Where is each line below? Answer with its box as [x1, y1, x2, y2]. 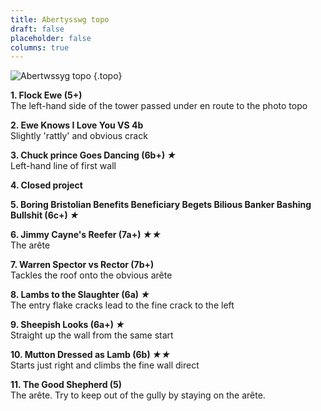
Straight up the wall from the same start [10, 329, 174, 341]
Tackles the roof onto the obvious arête [10, 269, 173, 281]
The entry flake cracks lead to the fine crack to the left [10, 299, 235, 311]
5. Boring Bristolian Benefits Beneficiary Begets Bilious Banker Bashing [10, 199, 312, 211]
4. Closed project [10, 179, 83, 191]
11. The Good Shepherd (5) [10, 379, 123, 391]
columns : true [10, 42, 70, 53]
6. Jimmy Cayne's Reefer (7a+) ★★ [10, 229, 162, 241]
